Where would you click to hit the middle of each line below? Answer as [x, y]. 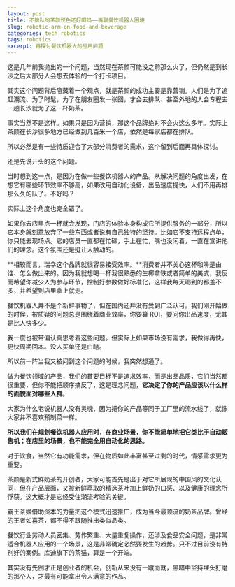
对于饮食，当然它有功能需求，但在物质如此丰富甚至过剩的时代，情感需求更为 [117, 456]
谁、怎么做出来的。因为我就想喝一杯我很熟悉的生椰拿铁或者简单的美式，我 [114, 273]
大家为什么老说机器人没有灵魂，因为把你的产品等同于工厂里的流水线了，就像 [117, 408]
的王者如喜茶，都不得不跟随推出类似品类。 [69, 520]
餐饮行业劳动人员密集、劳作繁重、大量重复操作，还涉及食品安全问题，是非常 [117, 535]
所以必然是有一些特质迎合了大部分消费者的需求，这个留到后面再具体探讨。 [114, 146]
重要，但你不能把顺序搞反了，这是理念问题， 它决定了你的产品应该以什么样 [120, 385]
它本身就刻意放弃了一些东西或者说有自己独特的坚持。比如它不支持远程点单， [117, 232]
